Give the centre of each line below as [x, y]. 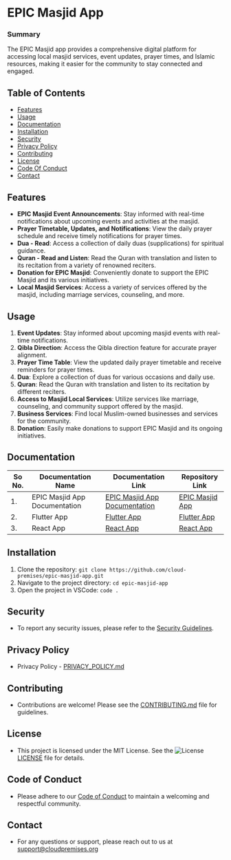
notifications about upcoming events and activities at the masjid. [108, 222]
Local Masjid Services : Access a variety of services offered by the [112, 287]
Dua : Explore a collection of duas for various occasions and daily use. [116, 377]
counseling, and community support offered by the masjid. [100, 406]
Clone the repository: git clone [62, 569]
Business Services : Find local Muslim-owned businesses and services [118, 413]
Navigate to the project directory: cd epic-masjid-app [92, 583]
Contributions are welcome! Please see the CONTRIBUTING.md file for [117, 705]
